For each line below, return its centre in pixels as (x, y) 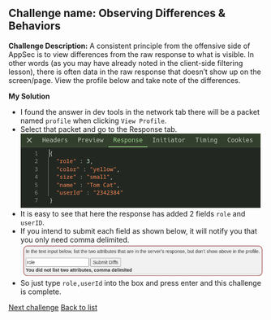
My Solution (29, 96)
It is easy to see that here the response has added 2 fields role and (133, 213)
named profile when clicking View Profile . (93, 121)
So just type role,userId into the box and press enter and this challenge (141, 283)
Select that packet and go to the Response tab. (99, 129)
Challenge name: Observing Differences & (117, 13)
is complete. (41, 292)
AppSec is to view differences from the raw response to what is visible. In (131, 54)
